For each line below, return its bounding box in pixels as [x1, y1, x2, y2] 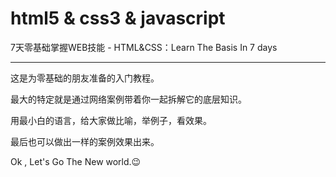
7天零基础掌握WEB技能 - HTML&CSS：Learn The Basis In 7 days [10, 41, 278, 53]
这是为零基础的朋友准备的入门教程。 [10, 72, 160, 84]
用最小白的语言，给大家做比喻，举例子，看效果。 [10, 114, 212, 126]
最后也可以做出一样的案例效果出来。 [10, 135, 160, 147]
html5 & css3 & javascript [10, 7, 226, 30]
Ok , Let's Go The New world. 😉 [10, 155, 142, 167]
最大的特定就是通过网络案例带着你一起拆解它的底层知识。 [10, 93, 247, 105]
